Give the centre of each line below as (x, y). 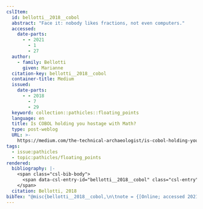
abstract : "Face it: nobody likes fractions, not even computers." (98, 23)
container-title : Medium (43, 79)
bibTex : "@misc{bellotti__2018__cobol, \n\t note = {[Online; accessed (96, 196)
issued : (21, 85)
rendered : (19, 163)
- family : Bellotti (42, 62)
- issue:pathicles (35, 152)
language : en (28, 118)
